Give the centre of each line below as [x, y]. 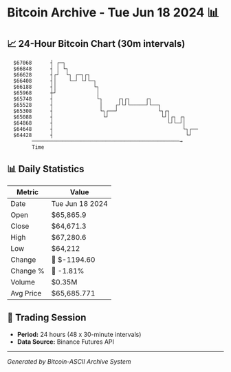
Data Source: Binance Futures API [66, 342]
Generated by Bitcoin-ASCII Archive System [69, 361]
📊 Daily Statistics [46, 169]
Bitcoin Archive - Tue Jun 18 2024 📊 [113, 13]
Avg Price [26, 293]
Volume [23, 282]
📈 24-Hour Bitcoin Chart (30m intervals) [96, 44]
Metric [28, 192]
